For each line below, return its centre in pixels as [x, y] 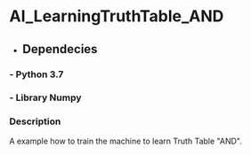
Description [35, 121]
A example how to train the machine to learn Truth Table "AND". [125, 141]
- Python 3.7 [36, 74]
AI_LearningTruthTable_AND [117, 16]
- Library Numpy [45, 97]
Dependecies [60, 49]
